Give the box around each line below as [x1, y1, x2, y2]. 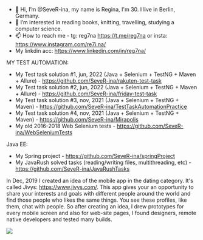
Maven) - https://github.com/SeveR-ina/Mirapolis [15, 116, 139, 123]
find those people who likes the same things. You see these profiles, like [6, 196, 187, 204]
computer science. [15, 25, 63, 32]
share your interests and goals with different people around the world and [6, 190, 191, 197]
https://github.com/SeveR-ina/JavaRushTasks [15, 165, 130, 173]
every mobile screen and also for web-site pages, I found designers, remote [6, 210, 196, 216]
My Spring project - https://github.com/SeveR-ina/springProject [15, 153, 175, 159]
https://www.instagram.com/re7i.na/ [15, 41, 106, 48]
